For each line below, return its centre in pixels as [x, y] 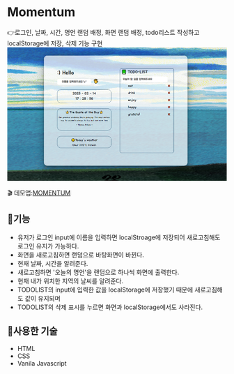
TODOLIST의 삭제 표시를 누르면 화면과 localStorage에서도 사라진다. [110, 307]
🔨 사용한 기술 [32, 331]
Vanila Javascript [42, 363]
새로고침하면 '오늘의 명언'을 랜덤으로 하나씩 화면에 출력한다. [98, 272]
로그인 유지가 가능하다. [48, 246]
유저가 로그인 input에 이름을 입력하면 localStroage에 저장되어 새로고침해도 [119, 237]
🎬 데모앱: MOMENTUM [39, 193]
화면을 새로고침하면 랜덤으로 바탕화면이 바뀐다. [81, 255]
